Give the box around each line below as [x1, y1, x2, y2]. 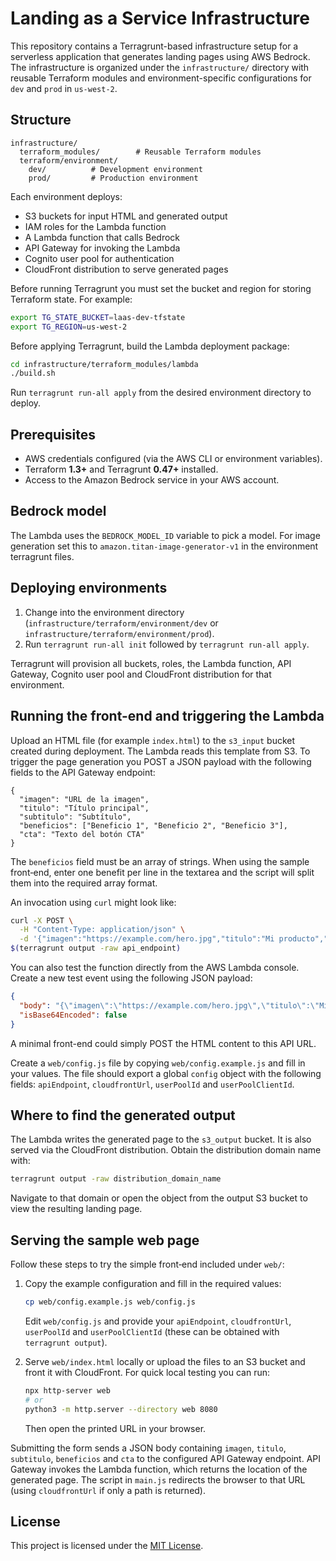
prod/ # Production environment [28, 173, 199, 183]
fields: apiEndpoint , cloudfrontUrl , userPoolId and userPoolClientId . [10, 1078, 295, 1090]
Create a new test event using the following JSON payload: [10, 972, 253, 984]
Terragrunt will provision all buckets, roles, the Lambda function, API [10, 657, 292, 669]
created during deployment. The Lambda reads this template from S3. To [10, 745, 311, 757]
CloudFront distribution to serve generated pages [24, 263, 229, 275]
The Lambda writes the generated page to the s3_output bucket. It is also [10, 1133, 312, 1146]
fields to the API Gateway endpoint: [10, 766, 156, 778]
